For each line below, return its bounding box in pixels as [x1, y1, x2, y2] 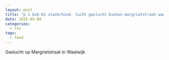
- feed [10, 35, 24, 40]
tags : [5, 30, 17, 35]
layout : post [5, 7, 33, 12]
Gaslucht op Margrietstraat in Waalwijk [5, 48, 86, 55]
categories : [5, 21, 30, 26]
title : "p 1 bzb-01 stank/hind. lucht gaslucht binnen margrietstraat [5, 12, 156, 17]
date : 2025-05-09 [5, 16, 42, 21]
